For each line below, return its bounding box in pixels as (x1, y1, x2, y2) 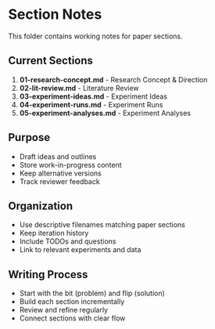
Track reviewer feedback (19, 176, 100, 186)
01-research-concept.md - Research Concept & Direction (19, 74, 208, 84)
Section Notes (8, 5, 102, 23)
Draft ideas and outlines (19, 151, 97, 161)
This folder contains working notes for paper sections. (8, 31, 183, 41)
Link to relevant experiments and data (19, 245, 142, 255)
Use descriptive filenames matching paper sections (19, 220, 185, 230)
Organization (8, 199, 73, 212)
